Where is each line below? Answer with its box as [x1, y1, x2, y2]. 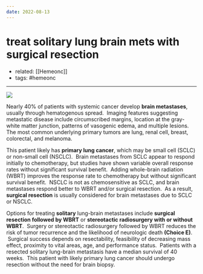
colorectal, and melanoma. [6, 135, 72, 142]
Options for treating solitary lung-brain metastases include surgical [6, 209, 175, 217]
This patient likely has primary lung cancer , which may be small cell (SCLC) [6, 146, 196, 154]
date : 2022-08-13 [6, 8, 50, 15]
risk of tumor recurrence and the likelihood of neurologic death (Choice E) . [6, 229, 193, 236]
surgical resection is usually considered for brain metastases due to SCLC [6, 191, 192, 199]
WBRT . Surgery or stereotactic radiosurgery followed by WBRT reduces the [6, 222, 196, 229]
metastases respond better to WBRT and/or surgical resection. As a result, [6, 185, 193, 192]
